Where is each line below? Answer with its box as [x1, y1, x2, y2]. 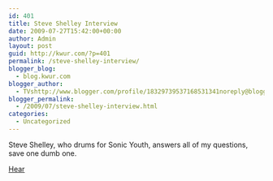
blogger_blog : [8, 65, 57, 73]
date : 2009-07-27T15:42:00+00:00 [8, 27, 122, 35]
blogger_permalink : [8, 95, 75, 103]
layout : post [8, 42, 53, 50]
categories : [8, 110, 49, 119]
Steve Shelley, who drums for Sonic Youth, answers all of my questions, [8, 140, 249, 149]
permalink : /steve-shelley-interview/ [8, 58, 140, 66]
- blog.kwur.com [15, 72, 71, 80]
